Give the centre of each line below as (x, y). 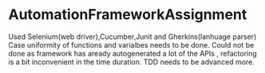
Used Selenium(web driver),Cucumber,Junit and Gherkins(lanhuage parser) (132, 36)
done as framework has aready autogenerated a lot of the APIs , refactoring (132, 53)
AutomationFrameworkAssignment (128, 15)
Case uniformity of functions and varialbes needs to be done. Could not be (131, 44)
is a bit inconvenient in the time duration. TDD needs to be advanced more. (132, 62)
